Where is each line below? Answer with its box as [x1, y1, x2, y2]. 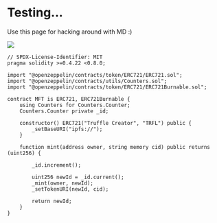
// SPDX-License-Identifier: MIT [7, 54, 103, 60]
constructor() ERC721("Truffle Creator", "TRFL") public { [19, 119, 192, 126]
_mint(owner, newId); [32, 180, 94, 187]
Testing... [7, 5, 63, 21]
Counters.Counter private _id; [19, 108, 109, 115]
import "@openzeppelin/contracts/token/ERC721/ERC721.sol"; [7, 71, 183, 78]
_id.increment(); [32, 161, 81, 169]
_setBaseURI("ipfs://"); [32, 126, 103, 132]
